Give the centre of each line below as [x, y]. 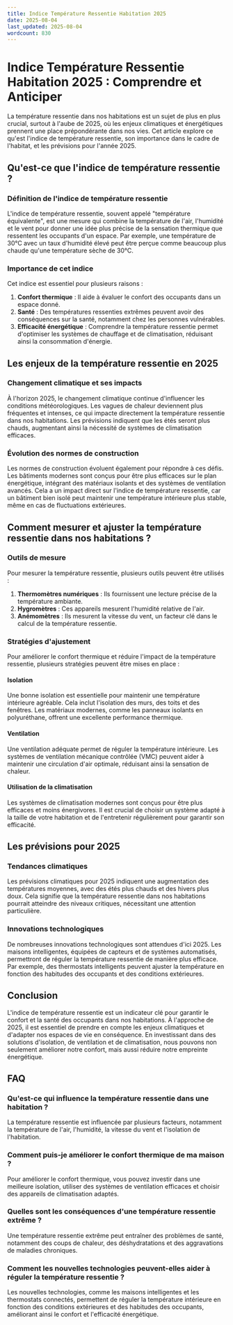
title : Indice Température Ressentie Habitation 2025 [87, 14]
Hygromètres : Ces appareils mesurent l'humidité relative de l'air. [111, 609]
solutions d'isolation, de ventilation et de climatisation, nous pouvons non [112, 1042]
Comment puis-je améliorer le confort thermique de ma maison [116, 1155]
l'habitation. [24, 1137]
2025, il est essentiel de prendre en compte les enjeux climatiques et [106, 1027]
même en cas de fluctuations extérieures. [67, 506]
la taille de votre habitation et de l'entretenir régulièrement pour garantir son [116, 817]
